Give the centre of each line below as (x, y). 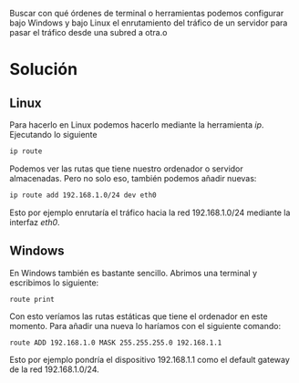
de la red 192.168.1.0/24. (55, 369)
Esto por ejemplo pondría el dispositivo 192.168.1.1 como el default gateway (149, 359)
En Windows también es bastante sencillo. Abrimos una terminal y (134, 273)
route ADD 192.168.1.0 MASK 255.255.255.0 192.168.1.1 (116, 342)
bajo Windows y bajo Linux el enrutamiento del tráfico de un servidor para (149, 23)
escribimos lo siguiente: (54, 283)
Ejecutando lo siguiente (53, 135)
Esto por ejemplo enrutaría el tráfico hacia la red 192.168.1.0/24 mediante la (150, 212)
